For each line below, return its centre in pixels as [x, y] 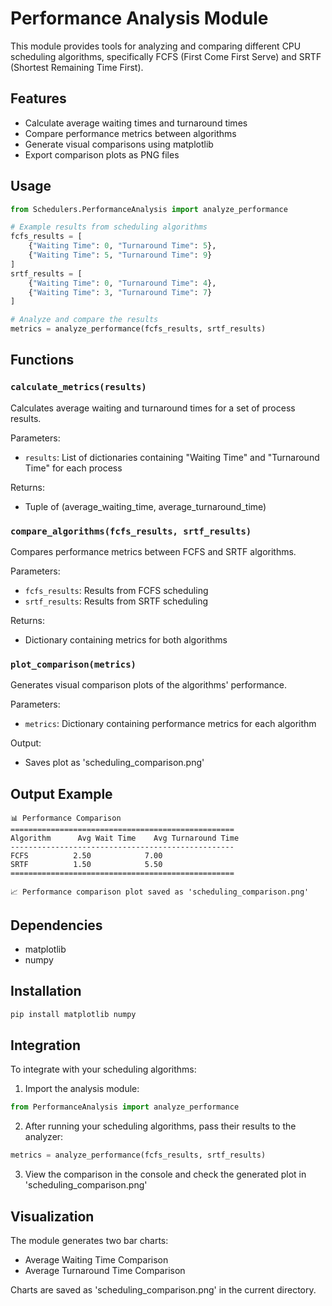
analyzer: [44, 1137]
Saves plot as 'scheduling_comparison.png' [114, 763]
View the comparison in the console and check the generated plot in [165, 1174]
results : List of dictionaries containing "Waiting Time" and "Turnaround [172, 457]
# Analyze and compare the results [84, 320]
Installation [46, 991]
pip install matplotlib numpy [73, 1014]
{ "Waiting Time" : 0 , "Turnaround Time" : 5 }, [122, 246]
